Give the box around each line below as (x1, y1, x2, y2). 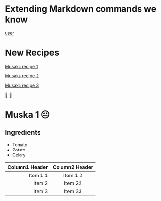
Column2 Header (53, 163, 94, 170)
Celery (12, 152, 26, 158)
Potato (12, 147, 26, 152)
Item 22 (64, 180, 82, 187)
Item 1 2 (63, 172, 83, 178)
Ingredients (5, 128, 41, 137)
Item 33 (64, 188, 82, 195)
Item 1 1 (28, 172, 48, 178)
